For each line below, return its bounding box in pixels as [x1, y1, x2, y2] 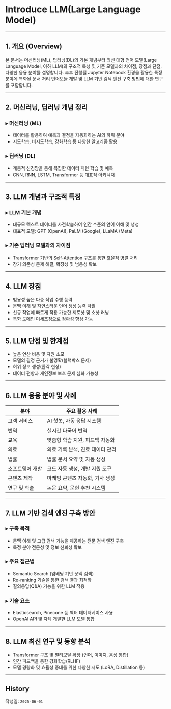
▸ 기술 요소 [5, 597, 30, 604]
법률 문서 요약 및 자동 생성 [47, 456, 106, 463]
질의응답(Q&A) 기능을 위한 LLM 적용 [12, 583, 85, 589]
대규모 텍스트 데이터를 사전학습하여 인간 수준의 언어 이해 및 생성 [12, 221, 139, 228]
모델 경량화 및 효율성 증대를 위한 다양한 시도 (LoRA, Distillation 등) [12, 664, 145, 670]
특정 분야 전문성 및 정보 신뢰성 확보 [12, 544, 82, 550]
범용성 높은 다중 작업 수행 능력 [12, 296, 73, 302]
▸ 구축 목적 [5, 525, 30, 532]
